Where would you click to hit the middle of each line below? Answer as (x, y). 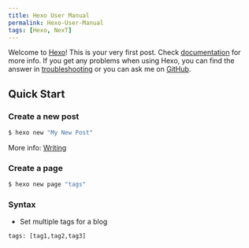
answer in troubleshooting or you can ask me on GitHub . (100, 69)
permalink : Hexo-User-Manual (56, 23)
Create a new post (44, 117)
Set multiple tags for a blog (63, 222)
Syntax (22, 205)
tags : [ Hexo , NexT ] (40, 30)
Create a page (35, 168)
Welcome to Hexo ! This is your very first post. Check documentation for (124, 53)
